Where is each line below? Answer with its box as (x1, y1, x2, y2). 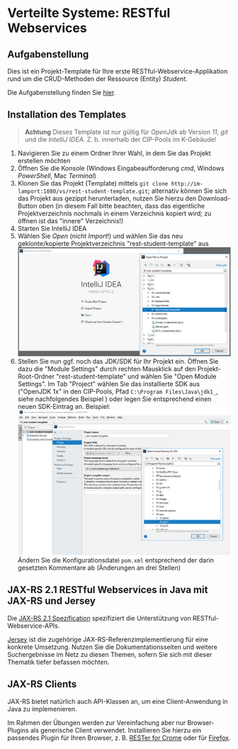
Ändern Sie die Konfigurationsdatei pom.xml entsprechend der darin (17, 556, 214, 564)
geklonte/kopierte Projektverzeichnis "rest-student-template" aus (17, 239, 209, 247)
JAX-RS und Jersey (7, 595, 96, 607)
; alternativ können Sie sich (147, 186, 227, 195)
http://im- (171, 180, 203, 187)
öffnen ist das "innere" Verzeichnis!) (17, 216, 124, 225)
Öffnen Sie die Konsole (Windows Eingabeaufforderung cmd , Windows (17, 164, 225, 172)
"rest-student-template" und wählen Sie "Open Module (56, 372, 217, 381)
